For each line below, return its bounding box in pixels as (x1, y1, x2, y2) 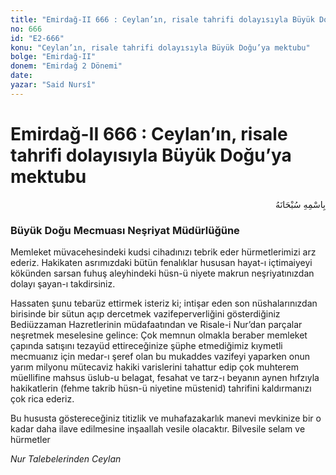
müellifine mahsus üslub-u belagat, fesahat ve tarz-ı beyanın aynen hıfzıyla (10, 371, 320, 383)
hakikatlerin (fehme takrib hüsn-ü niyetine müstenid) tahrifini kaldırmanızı (10, 382, 312, 394)
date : (10, 71, 33, 81)
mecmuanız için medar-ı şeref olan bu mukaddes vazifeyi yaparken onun (10, 350, 311, 362)
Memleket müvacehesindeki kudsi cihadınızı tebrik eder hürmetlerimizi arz (10, 246, 317, 258)
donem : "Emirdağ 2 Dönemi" (10, 61, 123, 71)
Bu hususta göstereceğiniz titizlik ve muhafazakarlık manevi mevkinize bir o (10, 412, 322, 424)
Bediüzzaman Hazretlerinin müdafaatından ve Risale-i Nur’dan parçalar (10, 318, 303, 330)
